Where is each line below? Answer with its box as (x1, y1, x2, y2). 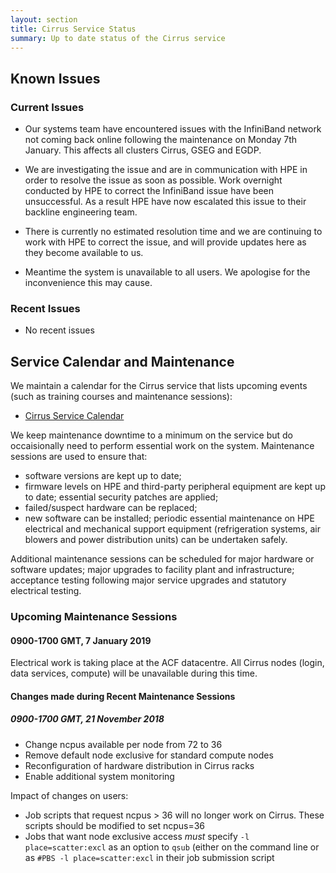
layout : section (10, 14, 78, 25)
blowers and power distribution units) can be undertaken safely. (24, 534, 288, 546)
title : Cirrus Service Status (10, 24, 137, 34)
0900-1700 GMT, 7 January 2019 (10, 634, 152, 646)
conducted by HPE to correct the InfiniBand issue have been (24, 185, 274, 197)
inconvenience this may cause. (24, 277, 153, 289)
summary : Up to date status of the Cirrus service (10, 33, 226, 43)
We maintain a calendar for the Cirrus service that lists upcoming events (10, 380, 308, 392)
